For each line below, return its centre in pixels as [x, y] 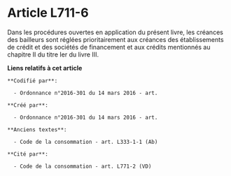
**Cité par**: [28, 154]
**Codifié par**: [33, 81]
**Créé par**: [28, 105]
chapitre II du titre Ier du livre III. [53, 54]
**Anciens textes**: [37, 130]
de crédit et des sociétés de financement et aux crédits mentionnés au [109, 47]
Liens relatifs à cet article [45, 68]
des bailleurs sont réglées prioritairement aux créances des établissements [115, 39]
